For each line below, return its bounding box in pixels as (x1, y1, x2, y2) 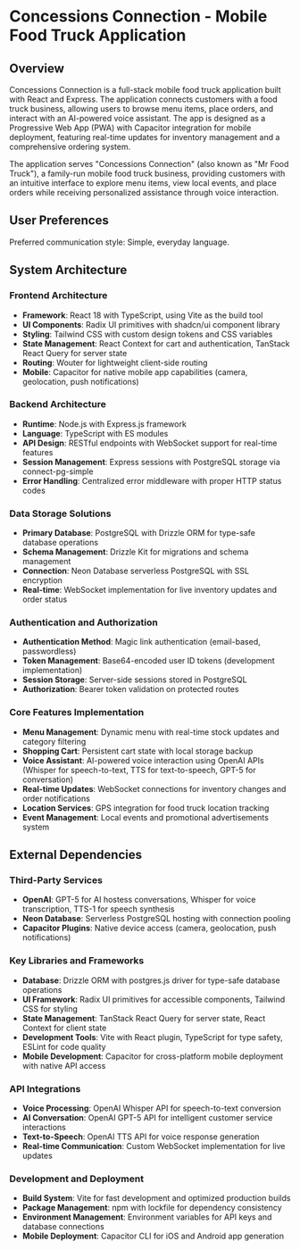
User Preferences (9, 212, 109, 229)
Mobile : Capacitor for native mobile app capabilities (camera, (21, 366, 248, 377)
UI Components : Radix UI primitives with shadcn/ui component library (21, 319, 280, 329)
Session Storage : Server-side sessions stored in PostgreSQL (21, 674, 247, 685)
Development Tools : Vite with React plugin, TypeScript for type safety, (21, 1031, 283, 1042)
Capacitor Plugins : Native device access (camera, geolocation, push (21, 922, 277, 934)
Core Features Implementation (9, 706, 145, 719)
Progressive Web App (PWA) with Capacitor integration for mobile (9, 122, 252, 133)
